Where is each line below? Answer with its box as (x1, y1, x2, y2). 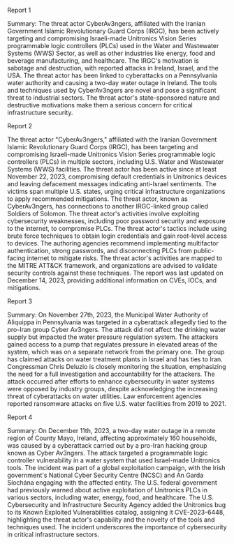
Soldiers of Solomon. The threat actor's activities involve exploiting (7, 209, 200, 218)
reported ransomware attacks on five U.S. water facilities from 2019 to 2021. (7, 400, 226, 407)
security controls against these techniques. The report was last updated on (7, 269, 224, 277)
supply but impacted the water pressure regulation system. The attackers (7, 333, 219, 341)
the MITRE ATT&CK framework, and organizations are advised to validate (7, 262, 218, 269)
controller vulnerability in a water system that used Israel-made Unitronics (7, 456, 221, 464)
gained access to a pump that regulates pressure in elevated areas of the (7, 340, 218, 348)
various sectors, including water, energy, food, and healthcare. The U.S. (7, 493, 214, 501)
